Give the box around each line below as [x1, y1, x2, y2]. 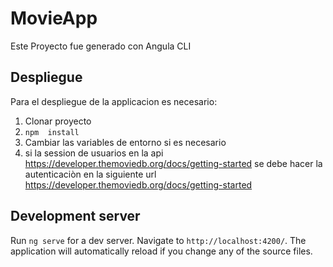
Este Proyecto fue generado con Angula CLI [10, 40, 192, 52]
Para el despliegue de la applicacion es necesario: [10, 95, 218, 107]
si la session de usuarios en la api [24, 147, 164, 159]
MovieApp [10, 7, 98, 30]
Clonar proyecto [24, 115, 92, 127]
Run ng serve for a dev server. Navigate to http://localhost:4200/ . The [10, 234, 307, 246]
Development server [10, 208, 141, 225]
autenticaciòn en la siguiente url [24, 168, 157, 180]
